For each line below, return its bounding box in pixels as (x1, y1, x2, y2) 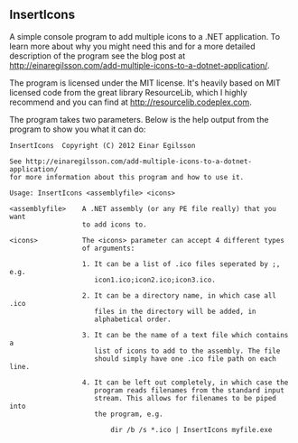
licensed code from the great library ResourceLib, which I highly (9, 87, 248, 97)
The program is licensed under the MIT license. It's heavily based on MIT (9, 77, 282, 88)
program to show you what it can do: (9, 124, 146, 134)
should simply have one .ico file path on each (94, 354, 277, 364)
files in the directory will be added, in (94, 307, 256, 316)
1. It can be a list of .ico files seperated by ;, (81, 259, 281, 269)
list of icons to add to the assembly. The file (94, 346, 281, 355)
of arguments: (81, 244, 135, 253)
